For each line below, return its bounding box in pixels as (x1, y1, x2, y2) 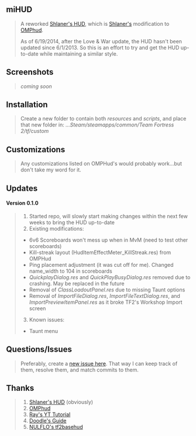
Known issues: (29, 316, 65, 323)
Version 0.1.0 (6, 200, 39, 207)
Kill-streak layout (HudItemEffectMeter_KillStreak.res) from (29, 249, 171, 256)
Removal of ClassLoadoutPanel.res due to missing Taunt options (29, 286, 185, 293)
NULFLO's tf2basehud (29, 424, 83, 431)
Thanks (6, 383, 35, 393)
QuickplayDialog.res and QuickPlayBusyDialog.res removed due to (29, 273, 191, 280)
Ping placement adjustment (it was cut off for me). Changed (29, 261, 174, 268)
